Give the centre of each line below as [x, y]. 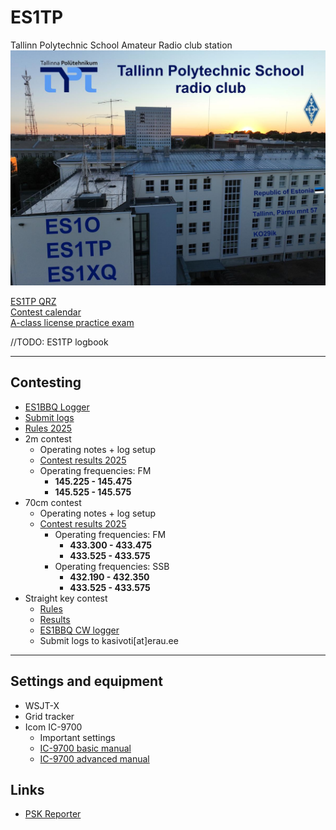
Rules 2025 [48, 428]
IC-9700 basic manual [85, 748]
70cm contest [53, 502]
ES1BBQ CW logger [79, 630]
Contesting [46, 382]
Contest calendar [46, 312]
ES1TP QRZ [33, 301]
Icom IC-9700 [53, 727]
